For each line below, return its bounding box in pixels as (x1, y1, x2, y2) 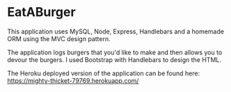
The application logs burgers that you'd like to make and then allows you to (7, 48, 223, 56)
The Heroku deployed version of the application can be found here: (7, 69, 200, 77)
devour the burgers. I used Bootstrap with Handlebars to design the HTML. (7, 55, 221, 63)
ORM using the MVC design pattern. (7, 34, 111, 43)
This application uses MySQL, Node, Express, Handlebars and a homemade (7, 27, 225, 36)
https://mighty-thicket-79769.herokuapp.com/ (7, 76, 139, 84)
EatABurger (7, 4, 76, 20)
